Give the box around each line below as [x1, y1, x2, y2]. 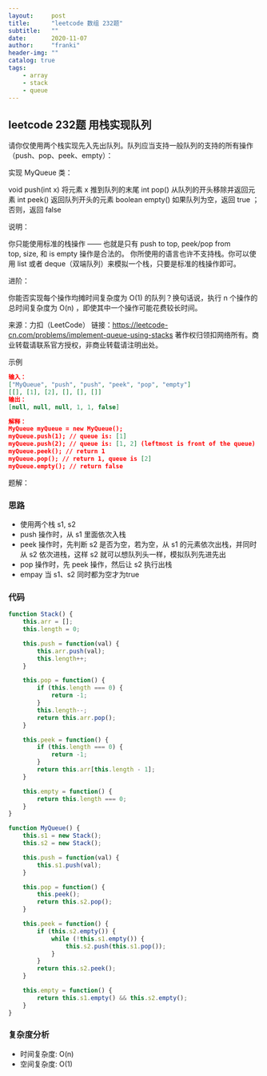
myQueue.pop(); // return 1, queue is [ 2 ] [8, 455, 152, 463]
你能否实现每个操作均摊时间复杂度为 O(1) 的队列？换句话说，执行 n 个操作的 [8, 293, 258, 303]
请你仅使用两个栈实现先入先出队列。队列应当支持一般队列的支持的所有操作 [8, 141, 253, 151]
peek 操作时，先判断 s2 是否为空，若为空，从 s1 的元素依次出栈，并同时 [19, 539, 257, 549]
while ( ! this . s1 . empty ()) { [50, 935, 145, 943]
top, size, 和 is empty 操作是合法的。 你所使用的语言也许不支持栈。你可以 [8, 249, 250, 259]
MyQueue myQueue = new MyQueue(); [8, 425, 124, 433]
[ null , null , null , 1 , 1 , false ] [8, 402, 120, 411]
